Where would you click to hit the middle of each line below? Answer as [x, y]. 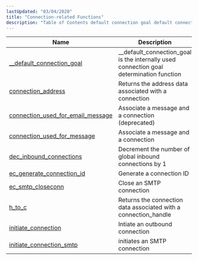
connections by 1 [142, 164]
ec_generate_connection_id [47, 174]
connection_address [37, 91]
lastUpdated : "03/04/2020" [39, 11]
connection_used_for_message [52, 136]
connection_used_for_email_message [61, 115]
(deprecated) [136, 123]
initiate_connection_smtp [44, 245]
